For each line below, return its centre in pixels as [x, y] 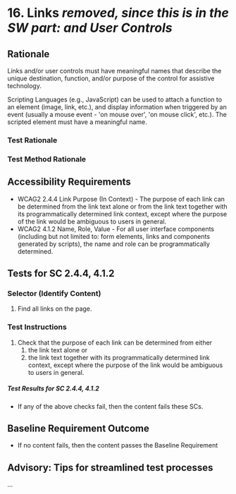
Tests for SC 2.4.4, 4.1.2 [61, 274]
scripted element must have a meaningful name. [77, 122]
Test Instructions [37, 327]
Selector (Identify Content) [54, 293]
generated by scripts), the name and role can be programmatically [113, 244]
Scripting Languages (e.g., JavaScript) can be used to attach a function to [115, 99]
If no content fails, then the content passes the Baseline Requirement [118, 445]
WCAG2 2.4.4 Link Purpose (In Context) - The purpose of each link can [121, 199]
